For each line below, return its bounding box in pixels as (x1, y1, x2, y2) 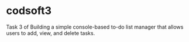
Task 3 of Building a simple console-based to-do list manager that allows (6, 23, 184, 30)
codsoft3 (6, 4, 52, 17)
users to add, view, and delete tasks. (6, 29, 96, 36)
